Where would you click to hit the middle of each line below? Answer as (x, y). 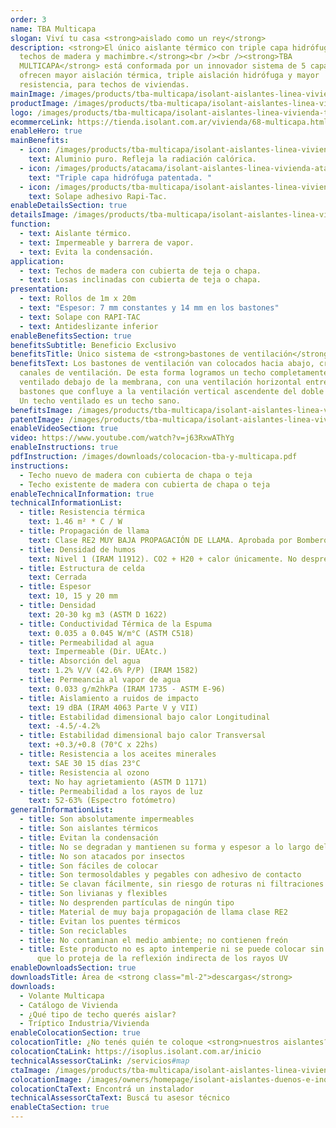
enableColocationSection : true (75, 1033)
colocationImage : (46, 1079)
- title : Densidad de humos (78, 549)
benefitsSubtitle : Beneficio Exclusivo (93, 345)
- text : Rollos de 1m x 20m (78, 299)
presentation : (40, 289)
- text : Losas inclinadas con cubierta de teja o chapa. (140, 280)
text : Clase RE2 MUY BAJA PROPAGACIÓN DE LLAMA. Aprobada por (160, 540)
